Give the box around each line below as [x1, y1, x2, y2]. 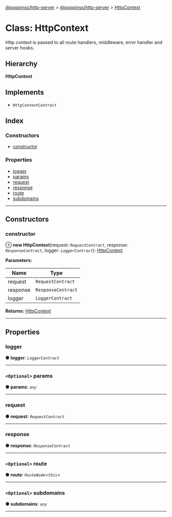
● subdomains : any [5, 501, 47, 507]
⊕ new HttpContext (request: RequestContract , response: [5, 242, 128, 248]
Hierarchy [5, 59, 38, 68]
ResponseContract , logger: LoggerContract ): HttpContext [5, 247, 123, 253]
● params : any [5, 384, 37, 390]
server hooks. [5, 45, 35, 51]
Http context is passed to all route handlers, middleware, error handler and [5, 39, 163, 45]
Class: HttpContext [5, 23, 89, 34]
